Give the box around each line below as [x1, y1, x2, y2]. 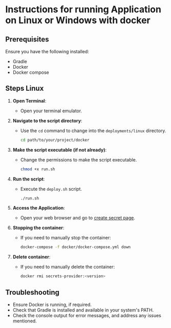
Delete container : [12, 254, 51, 260]
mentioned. [12, 318, 37, 324]
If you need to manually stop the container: [20, 235, 111, 241]
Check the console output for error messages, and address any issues [12, 313, 161, 318]
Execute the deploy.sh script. [20, 186, 82, 192]
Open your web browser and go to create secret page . [20, 215, 136, 221]
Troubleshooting [5, 288, 60, 297]
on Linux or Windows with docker [5, 14, 151, 26]
